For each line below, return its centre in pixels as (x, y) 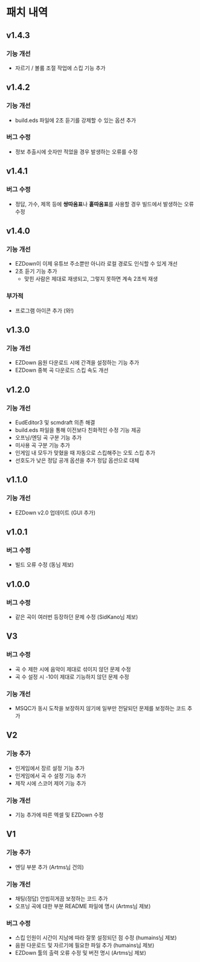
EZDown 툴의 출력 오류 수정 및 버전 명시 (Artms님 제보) (81, 953)
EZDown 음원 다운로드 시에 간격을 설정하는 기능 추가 (77, 363)
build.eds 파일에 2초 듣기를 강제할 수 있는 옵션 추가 (76, 120)
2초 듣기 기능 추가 (36, 271)
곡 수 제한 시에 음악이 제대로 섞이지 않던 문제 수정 (73, 669)
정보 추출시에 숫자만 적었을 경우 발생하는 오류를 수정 (76, 152)
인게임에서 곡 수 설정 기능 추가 (50, 775)
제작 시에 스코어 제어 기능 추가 (50, 783)
